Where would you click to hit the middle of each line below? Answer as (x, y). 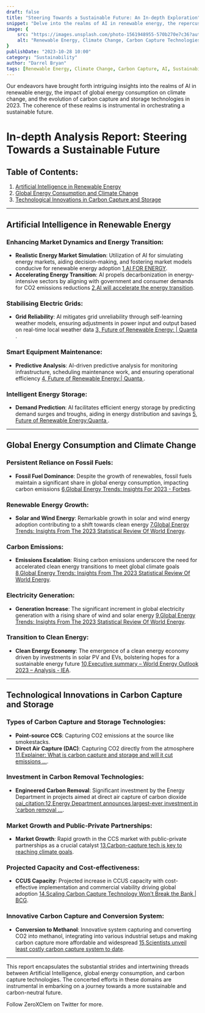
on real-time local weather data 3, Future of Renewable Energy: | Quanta (106, 330)
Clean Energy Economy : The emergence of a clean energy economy (102, 651)
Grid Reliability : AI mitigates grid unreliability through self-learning (99, 317)
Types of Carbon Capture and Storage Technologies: (86, 722)
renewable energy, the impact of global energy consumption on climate (96, 93)
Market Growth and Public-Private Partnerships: (79, 826)
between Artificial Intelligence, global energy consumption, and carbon (95, 973)
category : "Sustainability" (42, 57)
